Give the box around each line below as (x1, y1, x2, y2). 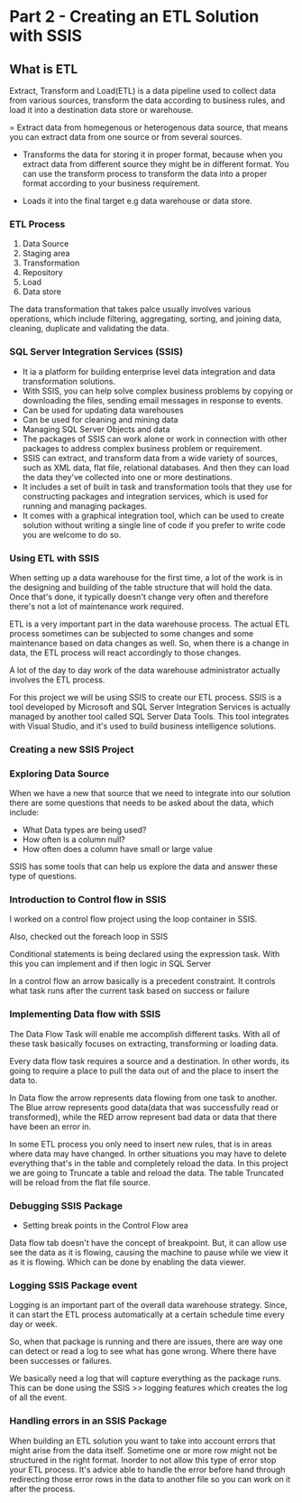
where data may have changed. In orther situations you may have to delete (9, 1148, 287, 1159)
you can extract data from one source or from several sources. (9, 132, 243, 142)
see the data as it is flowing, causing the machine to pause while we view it (9, 1248, 288, 1257)
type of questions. (9, 871, 78, 882)
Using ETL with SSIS (9, 552, 100, 564)
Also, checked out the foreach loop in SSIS (9, 932, 169, 942)
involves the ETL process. (9, 674, 105, 685)
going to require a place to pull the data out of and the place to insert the (9, 1065, 279, 1076)
